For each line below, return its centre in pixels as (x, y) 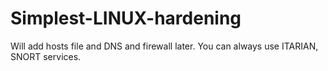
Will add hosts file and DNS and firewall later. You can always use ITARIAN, (164, 46)
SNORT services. (46, 56)
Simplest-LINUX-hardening (126, 18)
